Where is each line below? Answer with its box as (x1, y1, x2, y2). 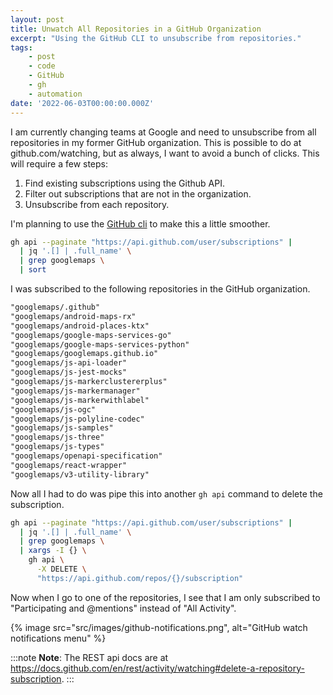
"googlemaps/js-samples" (10, 423, 114, 433)
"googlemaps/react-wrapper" (10, 460, 128, 470)
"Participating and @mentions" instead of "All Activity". (10, 602, 237, 614)
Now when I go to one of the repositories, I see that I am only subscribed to (10, 591, 321, 603)
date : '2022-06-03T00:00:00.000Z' (10, 98, 155, 108)
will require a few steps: (10, 157, 109, 170)
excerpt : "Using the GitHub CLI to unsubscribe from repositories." (10, 33, 302, 43)
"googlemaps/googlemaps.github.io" (10, 349, 159, 359)
